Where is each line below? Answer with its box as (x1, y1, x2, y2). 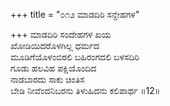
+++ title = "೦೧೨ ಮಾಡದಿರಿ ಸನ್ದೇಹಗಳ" (10, 9, 140, 20)
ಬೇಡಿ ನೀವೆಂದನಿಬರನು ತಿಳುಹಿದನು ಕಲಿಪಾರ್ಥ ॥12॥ (10, 85, 161, 96)
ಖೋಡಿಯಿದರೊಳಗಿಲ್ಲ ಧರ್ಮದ (10, 40, 100, 51)
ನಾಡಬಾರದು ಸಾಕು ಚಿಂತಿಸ (10, 74, 85, 85)
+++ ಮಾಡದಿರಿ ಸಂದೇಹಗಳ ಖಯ (10, 29, 112, 40)
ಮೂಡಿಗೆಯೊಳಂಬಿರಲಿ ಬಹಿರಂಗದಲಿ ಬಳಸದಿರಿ (10, 51, 140, 63)
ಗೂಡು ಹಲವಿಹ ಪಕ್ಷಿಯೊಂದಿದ (10, 62, 97, 74)
